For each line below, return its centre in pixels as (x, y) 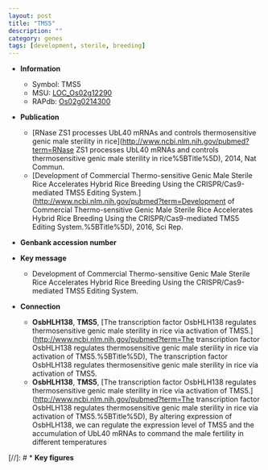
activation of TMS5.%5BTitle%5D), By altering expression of (132, 417)
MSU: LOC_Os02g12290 (72, 93)
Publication (39, 117)
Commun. (48, 167)
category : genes (35, 38)
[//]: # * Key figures (41, 458)
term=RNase (53, 150)
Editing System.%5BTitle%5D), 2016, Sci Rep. (107, 227)
